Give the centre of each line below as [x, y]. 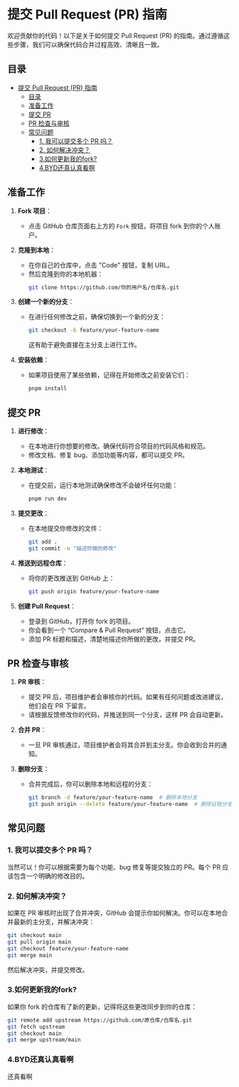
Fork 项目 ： [34, 211]
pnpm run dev [48, 499]
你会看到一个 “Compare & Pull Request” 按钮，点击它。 [109, 630]
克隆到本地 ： [36, 250]
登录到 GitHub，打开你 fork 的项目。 [81, 621]
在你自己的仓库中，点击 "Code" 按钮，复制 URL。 [101, 265]
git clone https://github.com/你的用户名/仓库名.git [104, 287]
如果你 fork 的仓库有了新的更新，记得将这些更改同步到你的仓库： [102, 1007]
